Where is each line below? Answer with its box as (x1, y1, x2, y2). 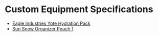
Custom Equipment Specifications (5, 4, 153, 15)
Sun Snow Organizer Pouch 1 (12, 25, 74, 31)
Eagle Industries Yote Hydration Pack (12, 20, 91, 26)
